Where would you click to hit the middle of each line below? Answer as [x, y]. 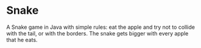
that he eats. [22, 40]
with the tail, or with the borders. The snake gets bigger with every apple [97, 33]
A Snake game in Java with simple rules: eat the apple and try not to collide [100, 27]
